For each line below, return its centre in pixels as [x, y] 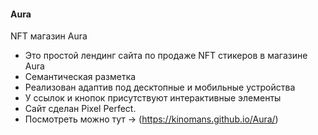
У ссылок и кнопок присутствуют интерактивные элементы [153, 98]
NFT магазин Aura [49, 36]
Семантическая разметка [80, 77]
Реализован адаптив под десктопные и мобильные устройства [160, 87]
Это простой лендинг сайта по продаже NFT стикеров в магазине [166, 56]
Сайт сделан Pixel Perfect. [80, 109]
